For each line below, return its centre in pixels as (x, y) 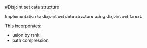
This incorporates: (23, 26)
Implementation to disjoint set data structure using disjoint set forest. (74, 16)
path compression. (31, 40)
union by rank (26, 35)
